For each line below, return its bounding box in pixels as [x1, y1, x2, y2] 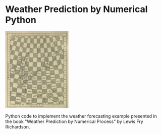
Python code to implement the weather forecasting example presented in [5, 113, 157, 119]
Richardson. [5, 124, 30, 130]
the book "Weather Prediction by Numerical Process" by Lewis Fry [5, 118, 144, 124]
